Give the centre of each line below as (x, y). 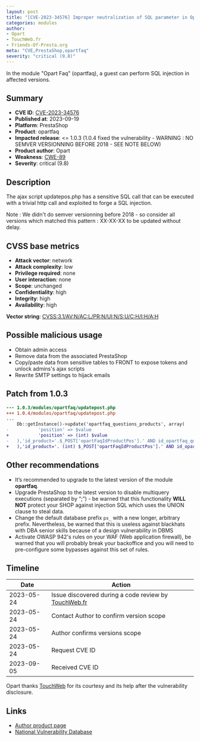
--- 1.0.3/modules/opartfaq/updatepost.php (61, 408)
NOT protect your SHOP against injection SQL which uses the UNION (99, 505)
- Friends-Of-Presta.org (37, 45)
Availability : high (36, 305)
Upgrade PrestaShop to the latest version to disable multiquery (92, 492)
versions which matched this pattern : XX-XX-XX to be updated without (93, 221)
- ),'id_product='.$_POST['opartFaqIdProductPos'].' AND (81, 441)
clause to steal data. (39, 511)
